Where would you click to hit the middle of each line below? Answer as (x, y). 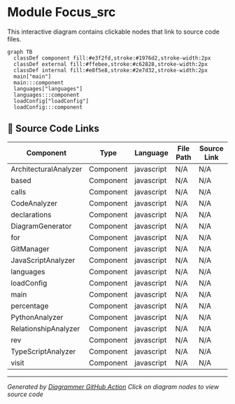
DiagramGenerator (41, 226)
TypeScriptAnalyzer (43, 351)
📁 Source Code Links (54, 129)
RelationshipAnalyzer (45, 328)
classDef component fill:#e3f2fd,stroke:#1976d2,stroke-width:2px (112, 58)
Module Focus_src (62, 12)
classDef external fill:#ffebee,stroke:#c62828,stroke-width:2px (111, 64)
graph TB (20, 52)
